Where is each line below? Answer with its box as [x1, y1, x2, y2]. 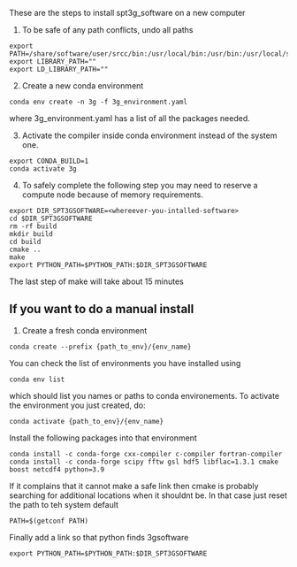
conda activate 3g [9, 165, 77, 173]
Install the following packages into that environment [9, 433, 197, 443]
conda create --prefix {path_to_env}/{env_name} [9, 342, 192, 351]
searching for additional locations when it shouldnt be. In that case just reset [9, 490, 287, 501]
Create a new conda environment [21, 80, 144, 91]
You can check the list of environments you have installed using [9, 357, 241, 368]
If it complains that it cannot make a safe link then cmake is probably [9, 480, 259, 491]
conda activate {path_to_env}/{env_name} [9, 417, 164, 425]
